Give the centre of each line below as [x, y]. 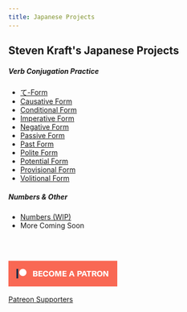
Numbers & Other [38, 196]
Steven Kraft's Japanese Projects [93, 51]
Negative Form [45, 127]
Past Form [37, 144]
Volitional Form [45, 178]
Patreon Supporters [41, 299]
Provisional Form [48, 170]
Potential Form [44, 161]
